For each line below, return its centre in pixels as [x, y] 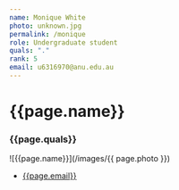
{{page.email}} [50, 176]
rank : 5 [24, 59]
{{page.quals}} [43, 139]
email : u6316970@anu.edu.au [62, 68]
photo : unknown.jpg [46, 26]
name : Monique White [48, 17]
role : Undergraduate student [64, 42]
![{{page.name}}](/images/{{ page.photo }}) [89, 159]
